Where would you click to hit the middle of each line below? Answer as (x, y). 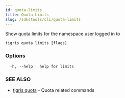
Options (15, 56)
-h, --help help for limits (42, 67)
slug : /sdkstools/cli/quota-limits (43, 19)
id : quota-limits (24, 10)
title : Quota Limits (27, 15)
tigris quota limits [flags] (36, 43)
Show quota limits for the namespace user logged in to (63, 34)
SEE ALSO (18, 79)
